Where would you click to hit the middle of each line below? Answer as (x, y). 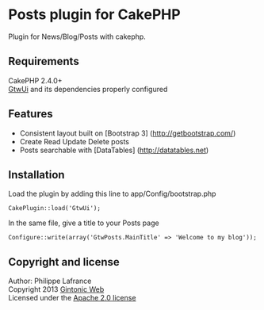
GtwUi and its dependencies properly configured (88, 89)
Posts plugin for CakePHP (94, 15)
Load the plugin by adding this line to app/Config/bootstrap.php (112, 194)
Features (31, 114)
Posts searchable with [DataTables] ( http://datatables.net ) (114, 150)
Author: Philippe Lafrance (50, 281)
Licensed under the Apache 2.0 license (72, 298)
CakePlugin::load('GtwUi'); (55, 209)
